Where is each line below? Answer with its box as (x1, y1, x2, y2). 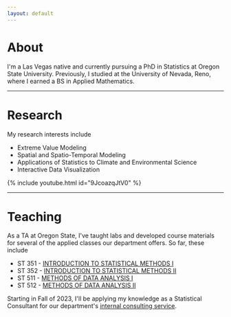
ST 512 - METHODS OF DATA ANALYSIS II (16, 281, 136, 290)
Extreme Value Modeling (16, 143, 87, 152)
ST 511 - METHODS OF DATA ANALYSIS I (16, 274, 133, 282)
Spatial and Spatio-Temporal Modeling (16, 150, 126, 158)
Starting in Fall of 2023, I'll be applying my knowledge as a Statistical (7, 294, 202, 303)
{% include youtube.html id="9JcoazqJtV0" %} (7, 178, 142, 187)
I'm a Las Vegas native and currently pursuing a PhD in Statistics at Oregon (7, 62, 220, 71)
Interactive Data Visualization (16, 165, 100, 174)
